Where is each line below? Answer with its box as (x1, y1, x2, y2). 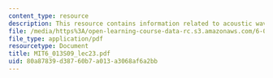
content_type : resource (8, 11, 89, 20)
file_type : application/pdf (8, 34, 104, 43)
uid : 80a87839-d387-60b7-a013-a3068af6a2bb (8, 58, 158, 66)
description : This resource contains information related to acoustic (8, 19, 253, 28)
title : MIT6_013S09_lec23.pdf (8, 50, 111, 58)
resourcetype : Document (8, 42, 89, 50)
